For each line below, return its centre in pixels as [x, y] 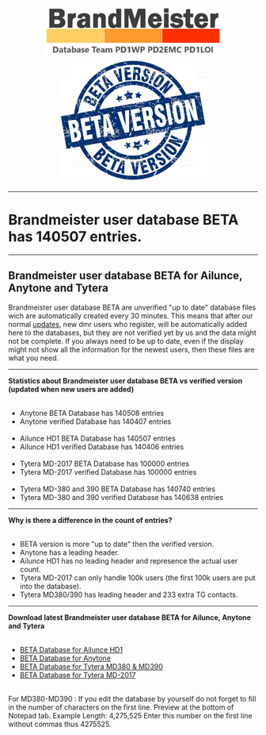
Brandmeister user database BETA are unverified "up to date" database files [132, 307]
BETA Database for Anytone [65, 658]
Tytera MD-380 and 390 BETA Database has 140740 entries [118, 489]
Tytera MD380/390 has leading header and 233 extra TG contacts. [129, 595]
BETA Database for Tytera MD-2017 [78, 675]
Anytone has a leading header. [69, 552]
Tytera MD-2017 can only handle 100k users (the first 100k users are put [137, 577]
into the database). [50, 586]
